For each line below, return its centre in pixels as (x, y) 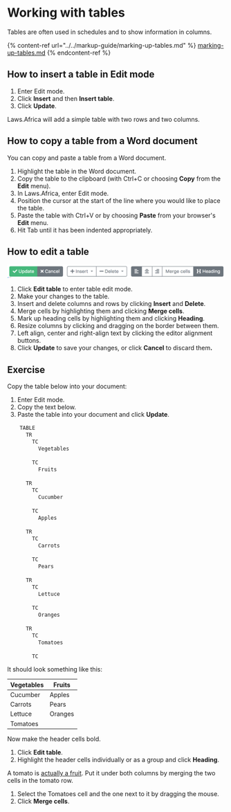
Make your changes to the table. (63, 296)
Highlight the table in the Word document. (77, 171)
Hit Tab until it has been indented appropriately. (85, 230)
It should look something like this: (55, 669)
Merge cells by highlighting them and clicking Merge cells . (101, 311)
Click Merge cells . (43, 802)
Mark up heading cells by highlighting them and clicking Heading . (111, 318)
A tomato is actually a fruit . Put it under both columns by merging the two (111, 773)
